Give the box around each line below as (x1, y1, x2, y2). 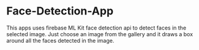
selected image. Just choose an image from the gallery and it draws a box (6, 30, 193, 37)
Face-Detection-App (6, 4, 114, 18)
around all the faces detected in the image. (6, 37, 115, 44)
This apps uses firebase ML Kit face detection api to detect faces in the (6, 24, 187, 31)
